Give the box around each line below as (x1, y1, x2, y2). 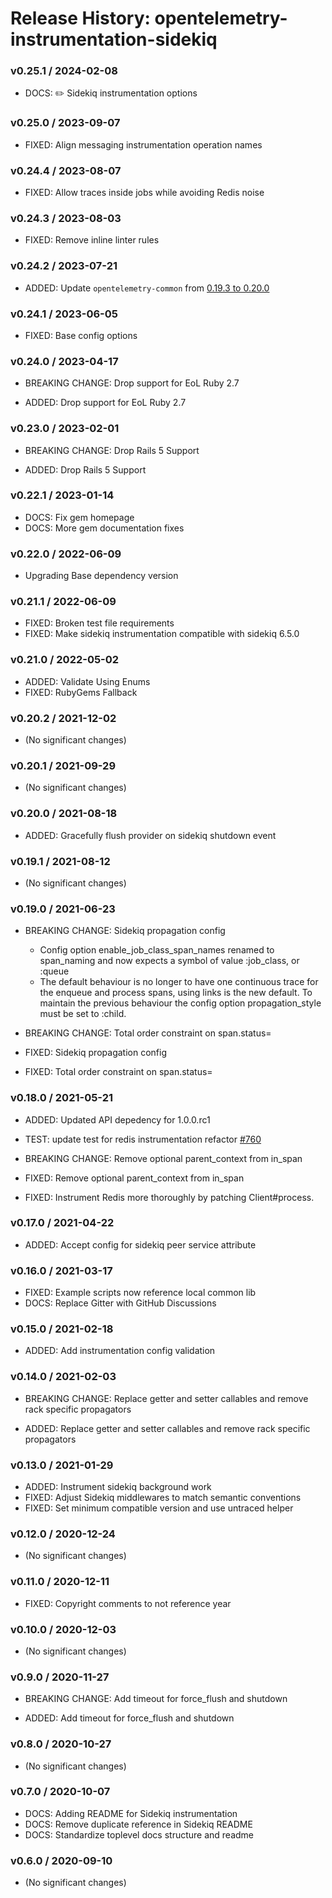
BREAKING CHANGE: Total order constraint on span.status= (24, 1027, 272, 1039)
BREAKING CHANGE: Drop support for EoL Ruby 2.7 (24, 377, 240, 389)
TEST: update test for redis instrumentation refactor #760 (24, 1133, 262, 1145)
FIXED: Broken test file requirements (24, 617, 175, 629)
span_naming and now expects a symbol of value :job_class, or (39, 955, 300, 967)
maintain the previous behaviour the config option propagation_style (39, 997, 322, 1009)
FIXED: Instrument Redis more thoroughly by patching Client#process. (24, 1191, 315, 1203)
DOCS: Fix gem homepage (24, 511, 135, 523)
